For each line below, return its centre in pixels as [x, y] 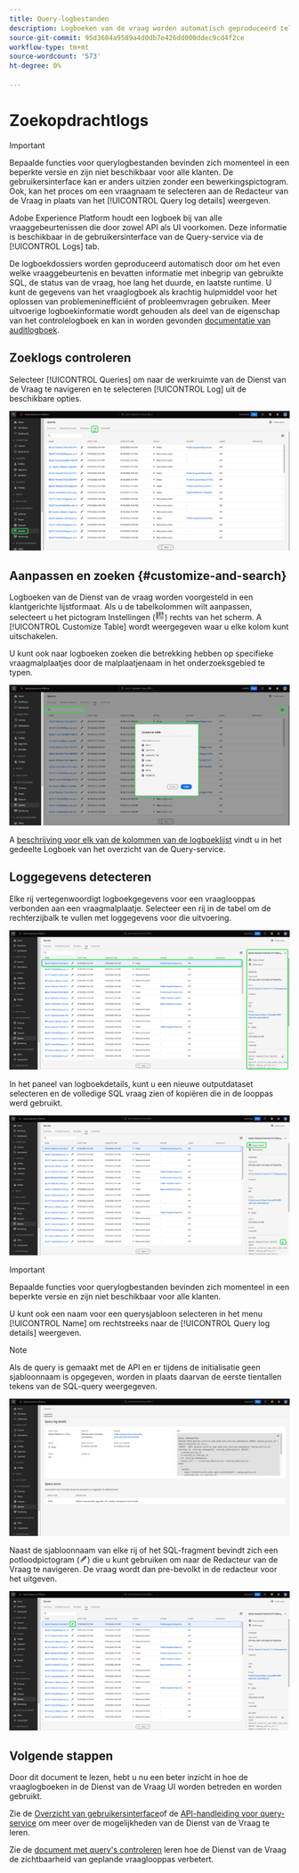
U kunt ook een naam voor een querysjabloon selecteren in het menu [136, 1314]
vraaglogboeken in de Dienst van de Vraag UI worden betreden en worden [145, 1786]
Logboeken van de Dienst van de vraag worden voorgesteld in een [131, 597]
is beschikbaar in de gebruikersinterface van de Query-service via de [137, 236]
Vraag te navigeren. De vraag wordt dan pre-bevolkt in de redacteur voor [143, 1569]
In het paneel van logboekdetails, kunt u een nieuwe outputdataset [131, 1084]
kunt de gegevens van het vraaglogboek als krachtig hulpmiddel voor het [143, 292]
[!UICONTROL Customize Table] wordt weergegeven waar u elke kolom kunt [149, 626]
